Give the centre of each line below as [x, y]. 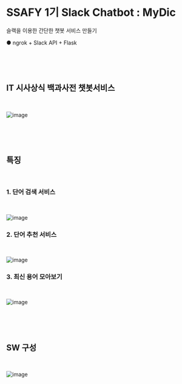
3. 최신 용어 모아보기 [34, 277]
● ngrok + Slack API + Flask [42, 43]
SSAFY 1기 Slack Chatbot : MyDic [91, 12]
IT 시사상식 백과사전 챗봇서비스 [61, 88]
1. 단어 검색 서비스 [31, 192]
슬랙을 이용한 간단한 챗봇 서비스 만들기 [52, 30]
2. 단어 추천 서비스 [32, 234]
